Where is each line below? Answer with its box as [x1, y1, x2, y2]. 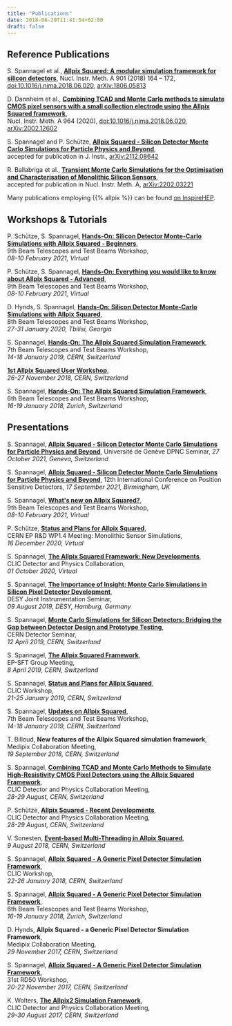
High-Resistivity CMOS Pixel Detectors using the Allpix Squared [7, 771, 195, 779]
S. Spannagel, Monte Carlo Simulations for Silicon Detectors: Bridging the [7, 615, 222, 623]
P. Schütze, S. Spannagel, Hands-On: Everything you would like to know [7, 267, 217, 275]
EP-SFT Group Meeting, [7, 658, 75, 666]
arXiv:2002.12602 [7, 124, 57, 133]
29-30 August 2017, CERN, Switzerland [7, 1011, 119, 1019]
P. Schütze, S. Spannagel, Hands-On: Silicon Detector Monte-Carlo [7, 232, 202, 240]
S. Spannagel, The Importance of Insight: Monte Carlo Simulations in [7, 580, 207, 588]
